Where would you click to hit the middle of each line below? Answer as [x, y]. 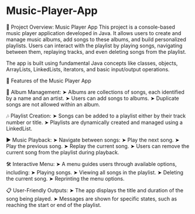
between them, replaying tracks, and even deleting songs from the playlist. [96, 51]
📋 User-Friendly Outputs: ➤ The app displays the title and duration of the [95, 190]
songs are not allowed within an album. [53, 104]
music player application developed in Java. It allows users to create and [94, 33]
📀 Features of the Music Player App [49, 81]
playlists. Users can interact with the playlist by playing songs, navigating [94, 46]
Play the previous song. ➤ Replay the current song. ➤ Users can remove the [98, 146]
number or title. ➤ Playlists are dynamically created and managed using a [95, 122]
